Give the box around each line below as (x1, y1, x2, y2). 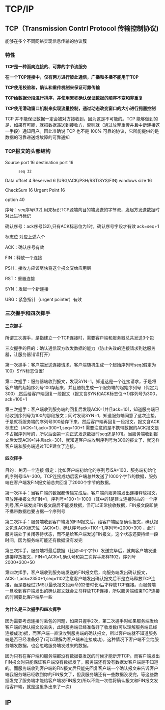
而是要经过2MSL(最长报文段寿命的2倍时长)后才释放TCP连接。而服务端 (13, 581, 156, 588)
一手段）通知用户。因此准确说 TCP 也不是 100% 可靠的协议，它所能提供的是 (5, 128, 159, 134)
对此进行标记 (5, 213, 31, 219)
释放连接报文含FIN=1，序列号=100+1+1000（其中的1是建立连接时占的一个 (5, 496, 154, 502)
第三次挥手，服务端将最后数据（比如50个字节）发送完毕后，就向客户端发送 (5, 547, 157, 553)
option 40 (5, 197, 25, 202)
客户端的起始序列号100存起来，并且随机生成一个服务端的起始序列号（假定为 (5, 384, 159, 390)
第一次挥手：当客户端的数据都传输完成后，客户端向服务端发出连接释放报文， (5, 490, 160, 496)
